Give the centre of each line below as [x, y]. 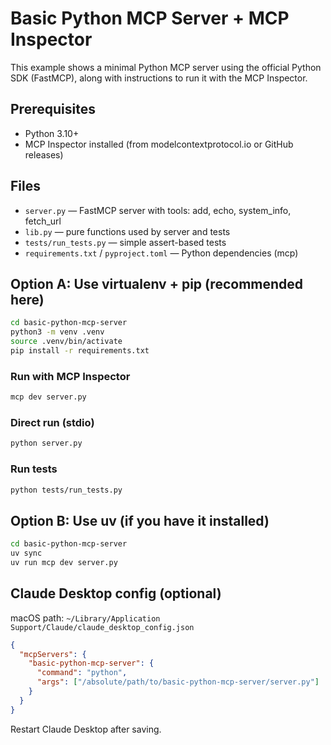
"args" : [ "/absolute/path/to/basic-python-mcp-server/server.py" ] [178, 682]
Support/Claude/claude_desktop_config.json [102, 627]
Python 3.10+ [52, 133]
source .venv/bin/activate [66, 342]
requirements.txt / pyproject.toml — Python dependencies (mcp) [161, 253]
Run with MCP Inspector [70, 376]
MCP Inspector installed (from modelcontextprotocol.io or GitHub [159, 144]
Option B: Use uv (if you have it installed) [140, 520]
